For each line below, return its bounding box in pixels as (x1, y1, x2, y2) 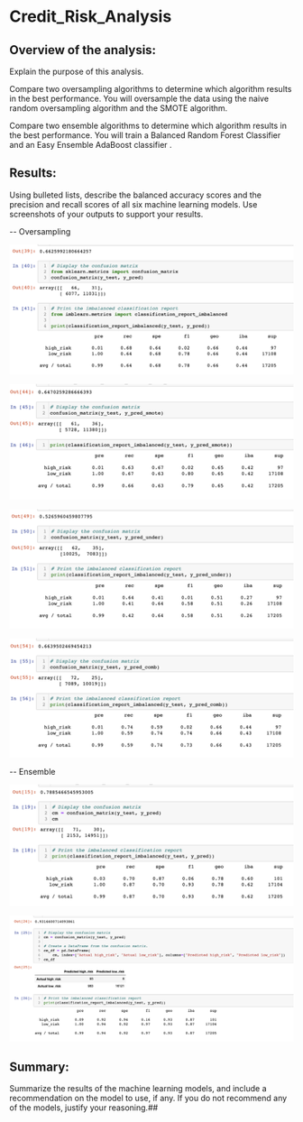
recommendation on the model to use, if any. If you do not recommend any (9, 1093, 288, 1103)
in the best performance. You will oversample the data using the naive (9, 93, 269, 104)
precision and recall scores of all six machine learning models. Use (9, 198, 258, 209)
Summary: (9, 1059, 69, 1074)
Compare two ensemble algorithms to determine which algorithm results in (9, 120, 287, 131)
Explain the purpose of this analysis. (9, 66, 144, 77)
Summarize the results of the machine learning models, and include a (9, 1083, 268, 1093)
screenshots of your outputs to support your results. (9, 208, 204, 219)
